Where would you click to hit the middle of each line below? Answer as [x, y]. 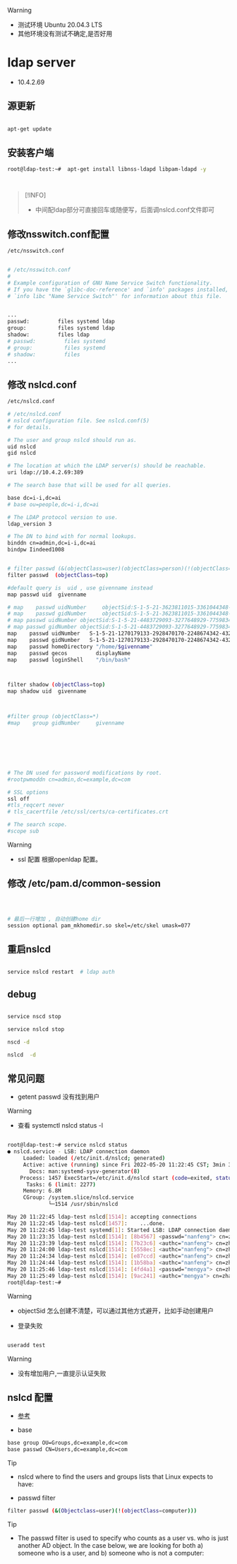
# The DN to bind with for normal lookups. [72, 537]
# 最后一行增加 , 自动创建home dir [54, 919]
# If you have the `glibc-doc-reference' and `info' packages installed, [118, 289]
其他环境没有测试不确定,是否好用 [65, 34]
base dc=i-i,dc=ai [34, 498]
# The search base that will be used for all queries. [90, 485]
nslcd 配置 [30, 1397]
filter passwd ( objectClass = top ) [58, 575]
